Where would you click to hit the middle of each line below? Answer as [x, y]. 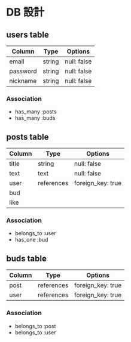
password [23, 71]
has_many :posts [36, 112]
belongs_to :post [35, 326]
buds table [26, 258]
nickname [23, 81]
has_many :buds [35, 118]
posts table [28, 137]
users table [28, 34]
